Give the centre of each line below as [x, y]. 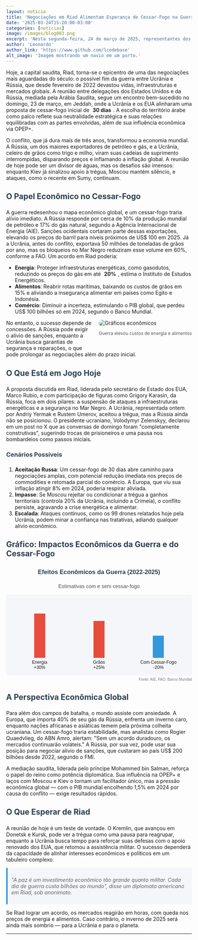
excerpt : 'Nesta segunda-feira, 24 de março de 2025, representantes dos [99, 39]
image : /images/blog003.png [41, 34]
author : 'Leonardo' [30, 45]
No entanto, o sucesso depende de [49, 323]
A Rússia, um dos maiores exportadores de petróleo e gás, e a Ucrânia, [93, 146]
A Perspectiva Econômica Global [67, 697]
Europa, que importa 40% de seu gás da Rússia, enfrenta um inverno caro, [97, 719]
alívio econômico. [36, 526]
